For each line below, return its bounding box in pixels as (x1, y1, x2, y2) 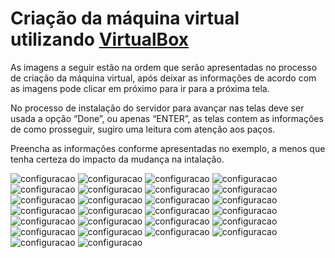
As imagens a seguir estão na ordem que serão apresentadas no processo (10, 61, 318, 73)
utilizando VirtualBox (10, 28, 189, 51)
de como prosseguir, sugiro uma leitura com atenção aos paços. (10, 123, 276, 135)
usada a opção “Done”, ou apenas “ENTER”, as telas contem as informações (10, 112, 324, 124)
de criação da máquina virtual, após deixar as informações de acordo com (10, 72, 317, 84)
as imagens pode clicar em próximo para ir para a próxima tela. (10, 82, 270, 94)
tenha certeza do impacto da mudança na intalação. (10, 153, 225, 165)
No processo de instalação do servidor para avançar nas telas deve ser (10, 102, 305, 114)
